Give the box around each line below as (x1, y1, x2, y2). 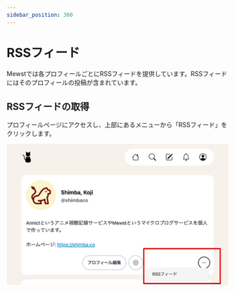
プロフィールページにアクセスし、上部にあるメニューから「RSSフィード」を (6, 120, 228, 129)
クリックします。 (6, 129, 56, 138)
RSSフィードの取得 (6, 101, 89, 113)
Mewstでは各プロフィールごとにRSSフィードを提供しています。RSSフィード (6, 69, 228, 77)
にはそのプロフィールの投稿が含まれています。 (6, 78, 141, 87)
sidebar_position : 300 (6, 11, 73, 18)
